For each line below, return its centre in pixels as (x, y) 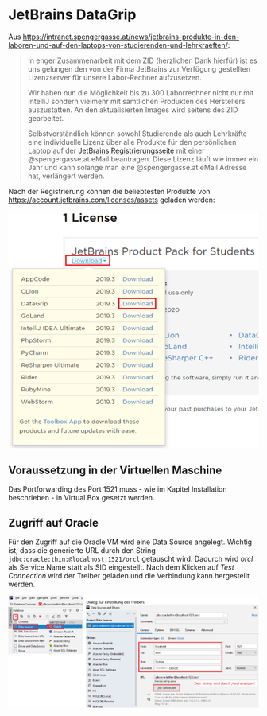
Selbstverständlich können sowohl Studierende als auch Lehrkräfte (137, 134)
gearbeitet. (46, 118)
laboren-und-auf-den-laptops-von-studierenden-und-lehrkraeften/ (118, 45)
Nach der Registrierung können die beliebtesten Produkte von (109, 191)
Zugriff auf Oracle (54, 523)
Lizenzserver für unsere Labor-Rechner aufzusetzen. (114, 77)
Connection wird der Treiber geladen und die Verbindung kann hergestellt (129, 576)
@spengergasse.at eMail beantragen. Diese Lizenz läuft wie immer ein (143, 159)
